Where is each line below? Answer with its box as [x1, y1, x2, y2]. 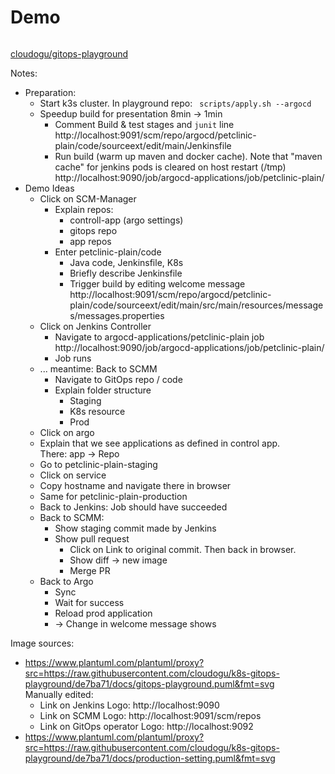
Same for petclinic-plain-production [39, 490, 188, 502]
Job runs [54, 352, 92, 364]
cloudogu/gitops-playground [10, 47, 129, 60]
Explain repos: [54, 203, 114, 215]
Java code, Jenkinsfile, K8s [69, 256, 184, 268]
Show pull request [54, 532, 130, 545]
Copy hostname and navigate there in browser [39, 479, 232, 491]
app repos [69, 235, 112, 247]
